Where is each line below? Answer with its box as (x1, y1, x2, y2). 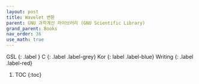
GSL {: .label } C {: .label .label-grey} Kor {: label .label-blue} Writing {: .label (6, 53, 194, 60)
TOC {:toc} (14, 71, 42, 78)
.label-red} (6, 59, 33, 67)
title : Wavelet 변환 (6, 14, 55, 20)
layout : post (6, 8, 39, 15)
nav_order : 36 (6, 31, 42, 37)
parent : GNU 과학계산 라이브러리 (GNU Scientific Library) (6, 20, 146, 26)
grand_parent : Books (6, 25, 58, 32)
